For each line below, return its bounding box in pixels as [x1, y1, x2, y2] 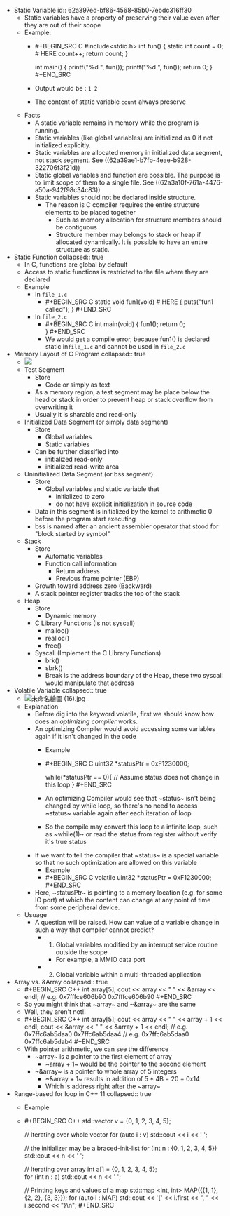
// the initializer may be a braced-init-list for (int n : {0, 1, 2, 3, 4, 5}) [24, 1144, 217, 1152]
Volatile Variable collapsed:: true [13, 686, 107, 694]
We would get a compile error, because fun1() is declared [45, 335, 210, 343]
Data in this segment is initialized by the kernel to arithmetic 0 [34, 507, 213, 515]
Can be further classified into [34, 448, 119, 455]
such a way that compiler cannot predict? [34, 926, 154, 934]
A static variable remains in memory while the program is [34, 119, 199, 127]
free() [45, 641, 62, 650]
